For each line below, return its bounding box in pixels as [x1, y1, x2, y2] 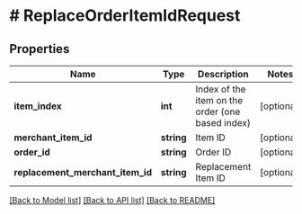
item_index [13, 100, 62, 112]
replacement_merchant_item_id [13, 166, 153, 178]
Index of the [195, 83, 246, 95]
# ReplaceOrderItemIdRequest [9, 5, 241, 26]
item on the [195, 94, 244, 106]
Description [197, 68, 249, 80]
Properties [9, 41, 70, 57]
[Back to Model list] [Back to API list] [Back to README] [9, 195, 216, 205]
